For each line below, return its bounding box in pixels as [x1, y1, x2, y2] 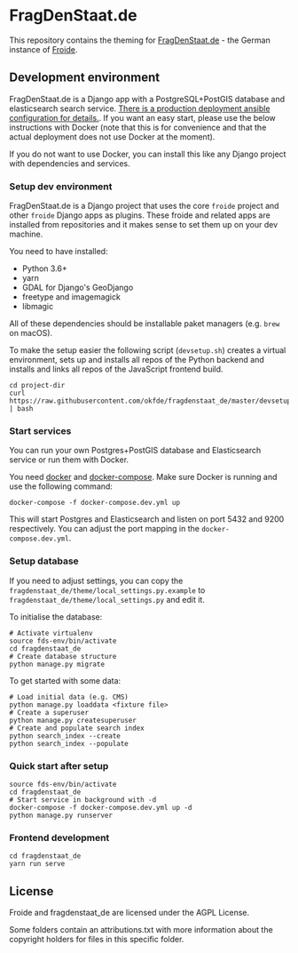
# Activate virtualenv [9, 629, 93, 637]
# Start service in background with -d [9, 795, 157, 805]
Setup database [9, 555, 80, 567]
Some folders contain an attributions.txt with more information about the [9, 925, 273, 935]
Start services [9, 424, 72, 436]
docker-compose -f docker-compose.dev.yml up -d [9, 803, 192, 812]
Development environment [9, 70, 161, 85]
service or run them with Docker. [9, 454, 129, 465]
